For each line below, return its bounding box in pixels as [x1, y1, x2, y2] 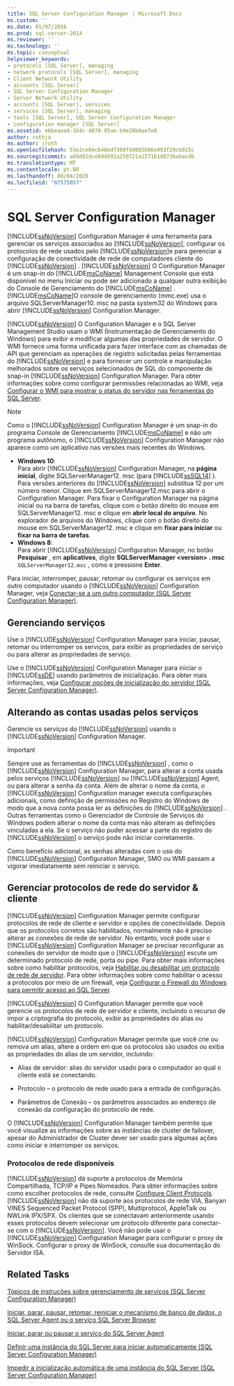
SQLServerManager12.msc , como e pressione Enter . [17, 561, 162, 569]
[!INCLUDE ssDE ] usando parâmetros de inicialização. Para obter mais [7, 671, 208, 679]
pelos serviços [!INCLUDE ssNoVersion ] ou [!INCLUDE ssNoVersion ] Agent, [7, 774, 221, 782]
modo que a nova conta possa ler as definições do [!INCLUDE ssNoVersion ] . [7, 804, 227, 812]
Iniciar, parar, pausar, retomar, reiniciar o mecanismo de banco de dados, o [7, 1308, 222, 1316]
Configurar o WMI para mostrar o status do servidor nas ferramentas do [7, 387, 214, 395]
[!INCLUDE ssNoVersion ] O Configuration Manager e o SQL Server [7, 320, 196, 328]
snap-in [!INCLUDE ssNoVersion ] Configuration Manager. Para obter [7, 371, 202, 381]
